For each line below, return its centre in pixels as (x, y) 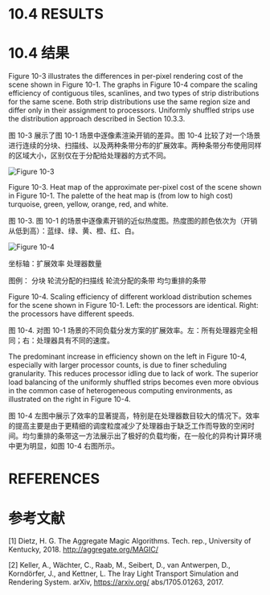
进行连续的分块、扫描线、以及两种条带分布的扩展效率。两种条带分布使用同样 (135, 146)
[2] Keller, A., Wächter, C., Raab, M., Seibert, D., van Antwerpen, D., (119, 565)
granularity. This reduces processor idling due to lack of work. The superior (133, 374)
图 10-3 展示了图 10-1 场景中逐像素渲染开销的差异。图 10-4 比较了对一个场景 (135, 135)
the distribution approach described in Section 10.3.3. (97, 119)
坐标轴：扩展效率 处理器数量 (55, 264)
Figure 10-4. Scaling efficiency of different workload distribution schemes (130, 297)
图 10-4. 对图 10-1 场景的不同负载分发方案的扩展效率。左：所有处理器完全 (129, 330)
